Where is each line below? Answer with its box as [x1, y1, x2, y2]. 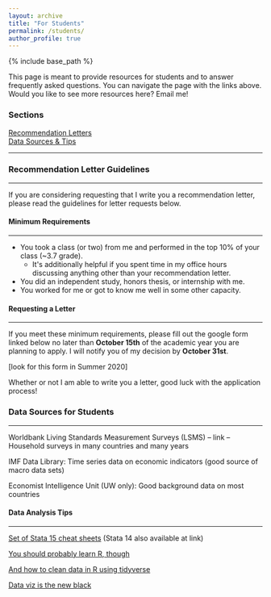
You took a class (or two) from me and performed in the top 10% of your [19, 243, 261, 253]
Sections [8, 110, 44, 121]
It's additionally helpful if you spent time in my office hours [31, 260, 227, 269]
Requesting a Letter [8, 303, 76, 313]
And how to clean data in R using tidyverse [8, 564, 151, 574]
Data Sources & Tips [8, 136, 77, 146]
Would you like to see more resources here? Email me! [8, 90, 189, 99]
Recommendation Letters [8, 127, 93, 137]
